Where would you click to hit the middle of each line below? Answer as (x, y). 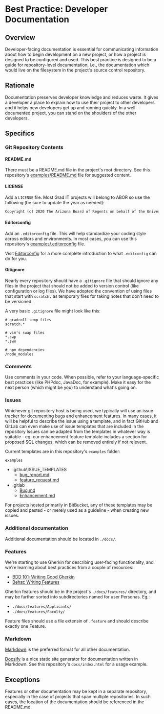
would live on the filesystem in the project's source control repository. (75, 70)
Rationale (20, 85)
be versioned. (19, 301)
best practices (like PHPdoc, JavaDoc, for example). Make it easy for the (78, 382)
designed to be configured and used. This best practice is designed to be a (81, 59)
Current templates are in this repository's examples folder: (63, 452)
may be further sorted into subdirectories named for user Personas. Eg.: (78, 597)
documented (18, 113)
